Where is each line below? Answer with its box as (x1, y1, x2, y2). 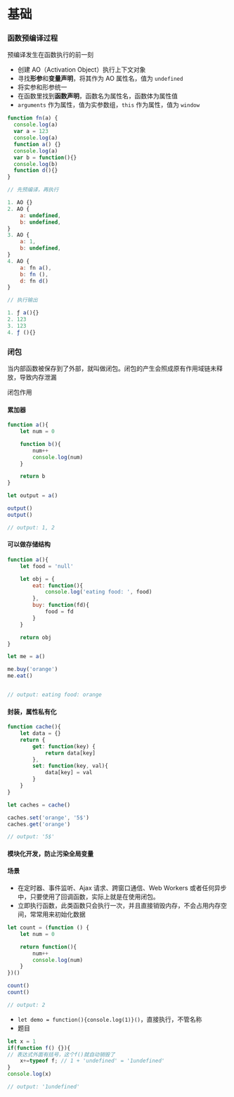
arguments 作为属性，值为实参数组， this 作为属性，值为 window (17, 101, 200, 109)
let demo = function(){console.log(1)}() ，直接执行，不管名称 (17, 1015, 202, 1023)
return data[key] (44, 750, 96, 757)
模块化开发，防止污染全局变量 (7, 849, 93, 858)
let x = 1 (7, 1038, 37, 1045)
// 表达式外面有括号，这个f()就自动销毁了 (7, 1051, 116, 1058)
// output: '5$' (7, 833, 55, 840)
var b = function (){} (13, 154, 77, 161)
